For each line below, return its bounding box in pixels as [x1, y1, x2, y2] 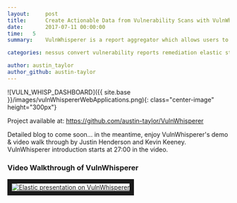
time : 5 [7, 30, 37, 37]
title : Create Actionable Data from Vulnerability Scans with [7, 17, 210, 24]
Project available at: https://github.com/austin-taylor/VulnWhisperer [7, 116, 204, 125]
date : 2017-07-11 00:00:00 [7, 23, 106, 30]
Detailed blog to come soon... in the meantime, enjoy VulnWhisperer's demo [7, 130, 229, 138]
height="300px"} [7, 103, 57, 111]
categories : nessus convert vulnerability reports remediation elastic [7, 49, 222, 56]
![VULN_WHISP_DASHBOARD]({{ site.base [7, 87, 131, 96]
